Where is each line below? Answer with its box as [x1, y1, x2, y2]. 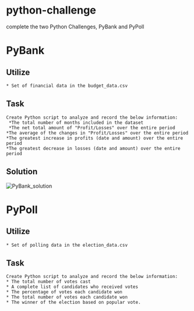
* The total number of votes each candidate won [6, 294, 128, 300]
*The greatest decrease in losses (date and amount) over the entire [6, 145, 181, 151]
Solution [6, 166, 38, 177]
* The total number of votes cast [6, 279, 91, 285]
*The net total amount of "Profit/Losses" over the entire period [8, 125, 176, 130]
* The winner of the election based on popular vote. [6, 299, 142, 306]
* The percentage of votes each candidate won [6, 289, 123, 295]
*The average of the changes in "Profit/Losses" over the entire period [6, 130, 189, 136]
